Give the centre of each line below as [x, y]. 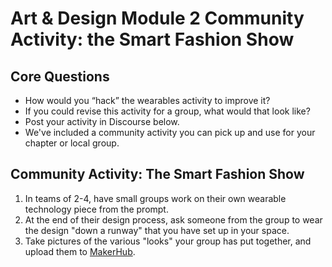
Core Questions [60, 76]
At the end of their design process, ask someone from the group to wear [173, 219]
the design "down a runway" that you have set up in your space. [157, 230]
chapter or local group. [72, 143]
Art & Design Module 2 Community [157, 18]
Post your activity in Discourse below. [102, 121]
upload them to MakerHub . [80, 251]
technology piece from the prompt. [96, 209]
